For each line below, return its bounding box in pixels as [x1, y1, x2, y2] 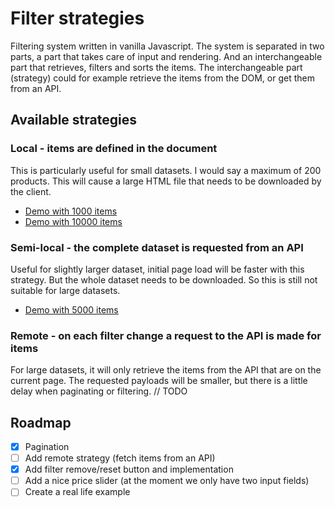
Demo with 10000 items [24, 215, 123, 227]
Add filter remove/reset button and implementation [24, 463, 234, 476]
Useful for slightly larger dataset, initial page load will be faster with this [10, 263, 305, 275]
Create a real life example [24, 486, 131, 498]
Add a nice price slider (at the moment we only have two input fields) [24, 475, 310, 487]
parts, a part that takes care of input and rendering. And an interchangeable [10, 50, 323, 62]
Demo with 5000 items [24, 303, 119, 316]
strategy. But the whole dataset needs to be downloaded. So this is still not [10, 273, 318, 286]
